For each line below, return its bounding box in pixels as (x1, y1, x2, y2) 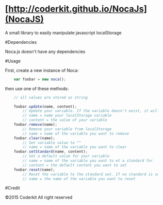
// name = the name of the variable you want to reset (22, 176, 136, 181)
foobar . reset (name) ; (14, 167, 55, 172)
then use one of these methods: (5, 85, 69, 91)
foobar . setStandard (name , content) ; (14, 149, 88, 154)
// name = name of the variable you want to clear (22, 145, 127, 150)
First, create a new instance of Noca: (5, 67, 79, 73)
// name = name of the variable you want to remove (22, 131, 130, 136)
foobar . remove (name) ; (14, 122, 57, 127)
